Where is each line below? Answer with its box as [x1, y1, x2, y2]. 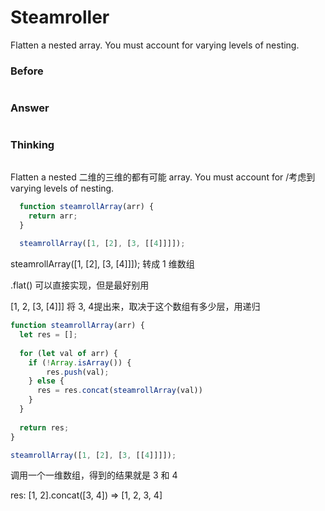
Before [10, 64, 44, 78]
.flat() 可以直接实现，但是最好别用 [10, 279, 150, 291]
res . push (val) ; [46, 367, 110, 377]
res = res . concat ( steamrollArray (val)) [36, 386, 203, 396]
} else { [28, 376, 65, 386]
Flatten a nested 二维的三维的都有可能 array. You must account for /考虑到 [10, 171, 316, 183]
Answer [10, 101, 50, 115]
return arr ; [28, 211, 78, 221]
